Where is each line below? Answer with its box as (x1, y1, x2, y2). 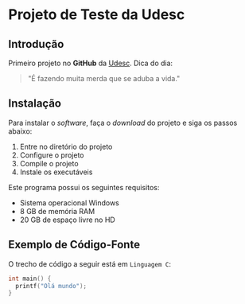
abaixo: (8, 126, 33, 136)
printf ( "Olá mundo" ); (15, 282, 87, 290)
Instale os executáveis (19, 167, 93, 177)
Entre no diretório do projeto (19, 142, 113, 151)
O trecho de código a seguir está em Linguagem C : (8, 259, 171, 268)
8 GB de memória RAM (19, 206, 95, 216)
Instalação (8, 97, 62, 111)
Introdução (8, 37, 64, 51)
